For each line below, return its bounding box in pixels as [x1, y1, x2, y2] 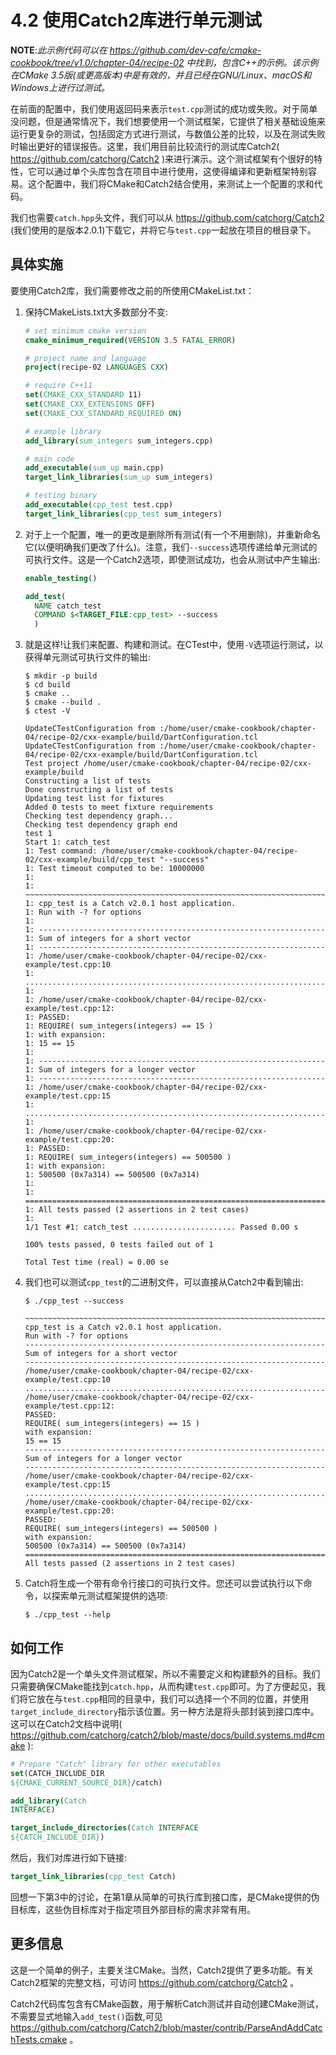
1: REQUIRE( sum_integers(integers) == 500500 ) [24, 1152, 232, 1163]
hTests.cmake [10, 2033, 68, 2045]
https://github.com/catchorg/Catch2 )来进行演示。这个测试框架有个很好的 [10, 152, 315, 165]
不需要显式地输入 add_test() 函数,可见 [10, 2010, 163, 2022]
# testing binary [24, 491, 98, 501]
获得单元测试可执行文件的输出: [24, 651, 151, 663]
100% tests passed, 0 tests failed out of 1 [24, 1240, 214, 1250]
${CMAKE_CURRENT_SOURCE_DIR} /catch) [10, 1777, 163, 1788]
